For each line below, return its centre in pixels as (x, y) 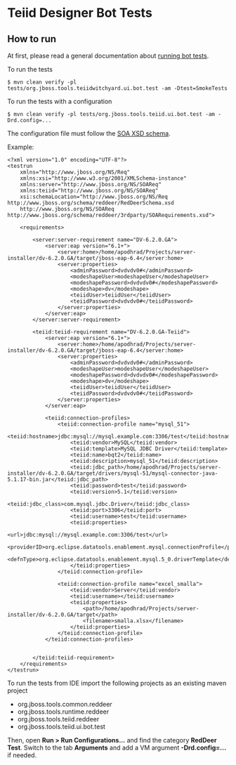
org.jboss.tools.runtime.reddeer (63, 712)
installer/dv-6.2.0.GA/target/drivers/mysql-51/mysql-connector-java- (113, 473)
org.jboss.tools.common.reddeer (65, 704)
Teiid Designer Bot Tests (80, 13)
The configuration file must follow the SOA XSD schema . (89, 133)
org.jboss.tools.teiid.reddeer (58, 719)
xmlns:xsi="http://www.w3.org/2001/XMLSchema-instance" (104, 178)
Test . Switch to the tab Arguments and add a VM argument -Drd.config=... (117, 747)
